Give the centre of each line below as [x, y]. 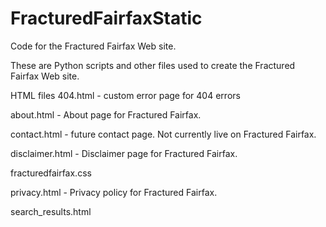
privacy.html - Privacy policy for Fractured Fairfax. [114, 192]
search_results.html [51, 211]
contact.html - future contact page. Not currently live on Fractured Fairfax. [163, 134]
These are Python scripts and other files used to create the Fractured [153, 65]
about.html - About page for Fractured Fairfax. [106, 114]
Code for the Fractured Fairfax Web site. [93, 46]
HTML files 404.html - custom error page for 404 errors [125, 95]
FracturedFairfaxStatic [106, 18]
